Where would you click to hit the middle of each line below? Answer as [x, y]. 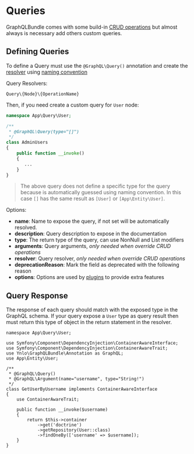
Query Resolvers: [27, 83]
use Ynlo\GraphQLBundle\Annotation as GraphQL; [65, 353]
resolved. [26, 228]
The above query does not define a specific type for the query [95, 186]
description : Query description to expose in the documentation [91, 234]
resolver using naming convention [47, 72]
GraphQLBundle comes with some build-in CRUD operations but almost [92, 27]
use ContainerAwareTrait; [48, 400]
